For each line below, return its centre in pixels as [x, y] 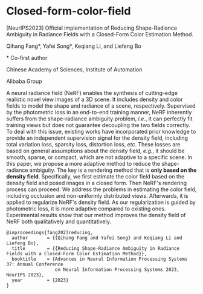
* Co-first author [27, 57]
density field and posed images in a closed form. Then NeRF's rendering [97, 183]
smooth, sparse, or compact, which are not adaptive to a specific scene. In [99, 157]
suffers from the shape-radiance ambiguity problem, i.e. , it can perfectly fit [99, 119]
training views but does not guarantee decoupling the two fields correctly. [98, 125]
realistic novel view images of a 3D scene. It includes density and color [95, 99]
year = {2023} [40, 280]
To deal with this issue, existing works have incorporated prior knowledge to [101, 131]
